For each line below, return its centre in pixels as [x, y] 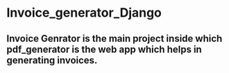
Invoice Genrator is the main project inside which [114, 39]
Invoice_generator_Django [84, 13]
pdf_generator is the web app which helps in [104, 49]
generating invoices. [52, 60]
